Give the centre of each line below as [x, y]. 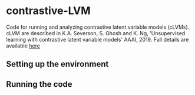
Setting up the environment [57, 64]
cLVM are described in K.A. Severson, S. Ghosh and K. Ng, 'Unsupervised [96, 33]
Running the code [39, 84]
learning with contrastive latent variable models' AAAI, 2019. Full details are [97, 39]
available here [23, 46]
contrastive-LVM [48, 11]
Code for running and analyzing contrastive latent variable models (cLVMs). [98, 27]
